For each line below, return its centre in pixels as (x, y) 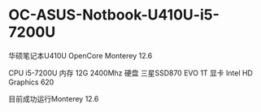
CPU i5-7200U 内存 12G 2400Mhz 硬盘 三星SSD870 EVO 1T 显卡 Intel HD (131, 73)
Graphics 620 (31, 82)
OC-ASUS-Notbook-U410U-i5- (114, 15)
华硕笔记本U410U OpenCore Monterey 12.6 (80, 55)
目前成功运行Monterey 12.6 (54, 98)
